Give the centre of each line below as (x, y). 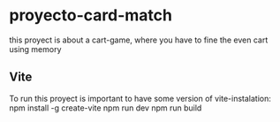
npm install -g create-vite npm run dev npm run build (106, 108)
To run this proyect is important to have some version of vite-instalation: (140, 98)
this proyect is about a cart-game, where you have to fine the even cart (139, 40)
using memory (35, 49)
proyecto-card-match (91, 15)
